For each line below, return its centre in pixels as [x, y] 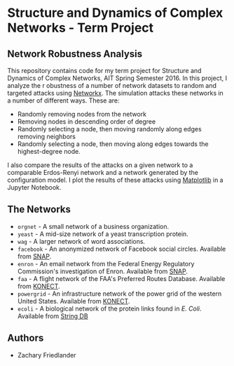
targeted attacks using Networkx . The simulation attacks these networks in [116, 93]
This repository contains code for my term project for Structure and [104, 71]
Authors [26, 338]
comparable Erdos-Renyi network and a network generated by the [103, 172]
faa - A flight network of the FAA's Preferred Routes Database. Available [121, 278]
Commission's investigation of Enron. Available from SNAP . [102, 271]
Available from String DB [53, 316]
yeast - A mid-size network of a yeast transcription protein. [103, 234]
